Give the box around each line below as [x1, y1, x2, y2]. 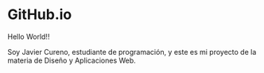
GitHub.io [7, 6, 72, 24]
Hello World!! [7, 32, 50, 41]
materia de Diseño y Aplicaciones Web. [7, 56, 136, 65]
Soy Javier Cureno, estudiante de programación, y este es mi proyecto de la [7, 47, 257, 56]
